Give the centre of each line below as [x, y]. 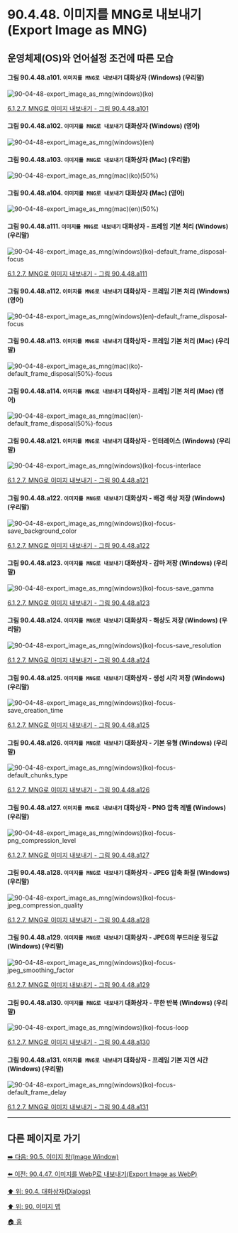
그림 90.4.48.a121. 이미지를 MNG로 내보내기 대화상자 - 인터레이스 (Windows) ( [113, 441]
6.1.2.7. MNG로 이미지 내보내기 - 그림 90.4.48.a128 [79, 920]
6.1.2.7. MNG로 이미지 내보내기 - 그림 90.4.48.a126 [79, 790]
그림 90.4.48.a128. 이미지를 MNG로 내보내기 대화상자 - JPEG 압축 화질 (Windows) [119, 873]
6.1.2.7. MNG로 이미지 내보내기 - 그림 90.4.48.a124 [79, 660]
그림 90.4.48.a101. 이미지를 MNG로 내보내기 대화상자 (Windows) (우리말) [106, 77]
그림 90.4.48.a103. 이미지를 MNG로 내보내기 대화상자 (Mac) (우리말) [99, 159]
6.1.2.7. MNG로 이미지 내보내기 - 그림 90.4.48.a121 [78, 480]
